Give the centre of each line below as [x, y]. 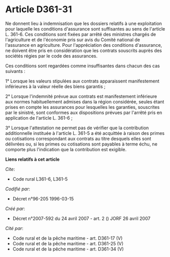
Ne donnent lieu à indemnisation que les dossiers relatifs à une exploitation [84, 23]
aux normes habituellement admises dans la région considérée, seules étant [85, 102]
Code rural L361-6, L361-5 [40, 179]
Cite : [10, 169]
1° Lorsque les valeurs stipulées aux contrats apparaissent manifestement [82, 81]
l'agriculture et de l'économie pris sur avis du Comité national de [73, 40]
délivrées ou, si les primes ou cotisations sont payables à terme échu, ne [81, 144]
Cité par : [14, 228]
